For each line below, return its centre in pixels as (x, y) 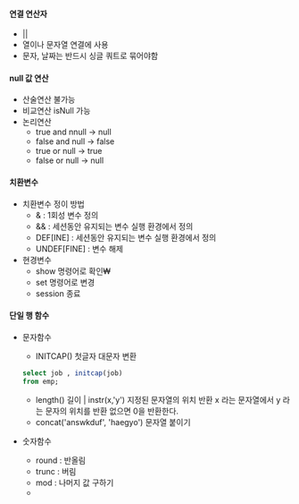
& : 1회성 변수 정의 (67, 215)
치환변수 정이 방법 (53, 204)
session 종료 (58, 293)
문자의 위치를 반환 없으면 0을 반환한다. (112, 411)
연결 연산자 (28, 13)
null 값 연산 (29, 78)
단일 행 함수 (29, 316)
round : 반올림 (61, 460)
